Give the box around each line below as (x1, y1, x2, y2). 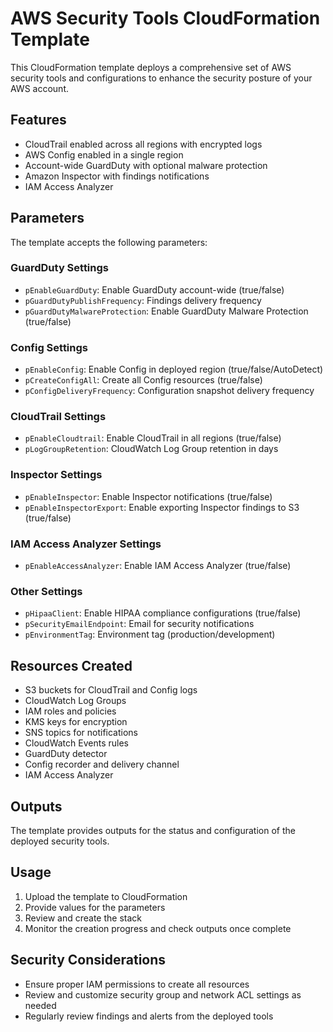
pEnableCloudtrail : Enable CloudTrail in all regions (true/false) (24, 432, 282, 444)
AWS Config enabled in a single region (24, 148, 184, 161)
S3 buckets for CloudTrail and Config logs (24, 684, 198, 696)
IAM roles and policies (24, 705, 117, 717)
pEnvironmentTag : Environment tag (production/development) (24, 628, 276, 641)
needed (24, 999, 57, 1011)
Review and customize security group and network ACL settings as (24, 988, 302, 1001)
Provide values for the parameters (24, 901, 166, 913)
